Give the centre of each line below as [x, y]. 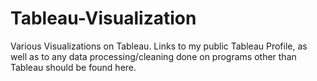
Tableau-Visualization [103, 18]
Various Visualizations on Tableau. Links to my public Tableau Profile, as [159, 46]
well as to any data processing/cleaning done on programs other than [153, 56]
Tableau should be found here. [73, 67]
